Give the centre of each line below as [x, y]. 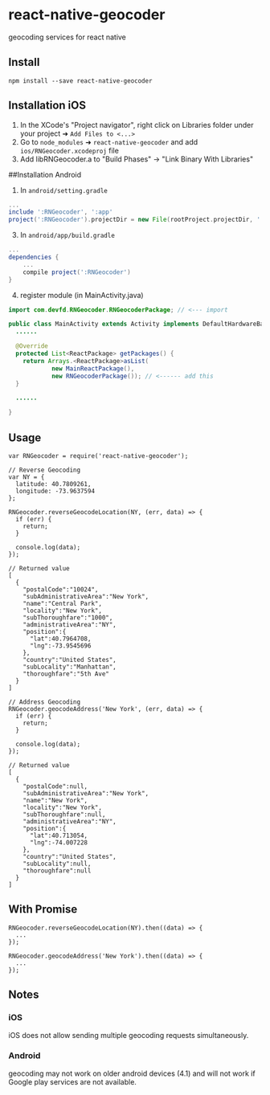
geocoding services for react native [67, 37]
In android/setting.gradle [64, 190]
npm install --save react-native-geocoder [80, 81]
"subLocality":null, [57, 864]
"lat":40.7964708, [60, 639]
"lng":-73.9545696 [60, 646]
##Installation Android [45, 174]
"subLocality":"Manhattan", [70, 667]
